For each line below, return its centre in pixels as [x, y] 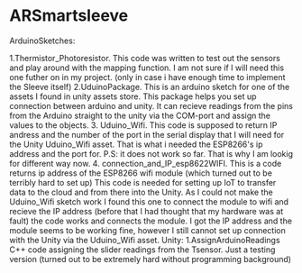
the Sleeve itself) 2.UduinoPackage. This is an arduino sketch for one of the [150, 86]
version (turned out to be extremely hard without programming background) [150, 259]
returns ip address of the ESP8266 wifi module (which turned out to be [141, 173]
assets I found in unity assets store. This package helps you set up [133, 96]
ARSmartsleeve [69, 16]
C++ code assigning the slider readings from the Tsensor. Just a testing [142, 250]
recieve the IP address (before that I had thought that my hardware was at [146, 211]
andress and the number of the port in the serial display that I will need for [147, 134]
